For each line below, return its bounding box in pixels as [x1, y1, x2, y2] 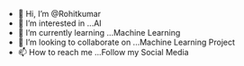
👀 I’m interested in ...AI [17, 18, 102, 29]
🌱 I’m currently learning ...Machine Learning [17, 28, 181, 37]
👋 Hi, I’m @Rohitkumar [17, 9, 102, 19]
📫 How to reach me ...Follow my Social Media [17, 47, 189, 57]
